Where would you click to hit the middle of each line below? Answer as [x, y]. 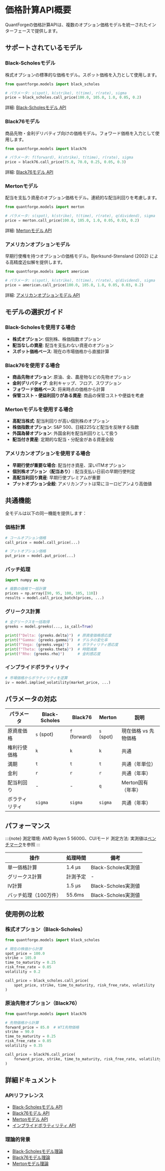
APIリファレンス [25, 1095]
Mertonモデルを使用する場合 [39, 409]
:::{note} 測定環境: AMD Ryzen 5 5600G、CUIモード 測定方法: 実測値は [76, 839]
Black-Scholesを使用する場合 [40, 327]
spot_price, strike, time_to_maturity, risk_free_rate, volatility [84, 985]
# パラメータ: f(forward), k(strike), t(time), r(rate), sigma [69, 158]
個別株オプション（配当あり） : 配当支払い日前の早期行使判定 [74, 471]
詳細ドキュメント [31, 1080]
